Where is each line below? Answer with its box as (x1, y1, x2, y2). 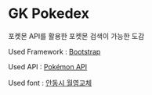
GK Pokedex (8, 5, 90, 23)
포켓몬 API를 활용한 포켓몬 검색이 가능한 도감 (8, 31, 145, 40)
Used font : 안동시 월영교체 (8, 78, 92, 87)
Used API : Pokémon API (8, 62, 88, 71)
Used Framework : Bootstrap (8, 47, 101, 56)
